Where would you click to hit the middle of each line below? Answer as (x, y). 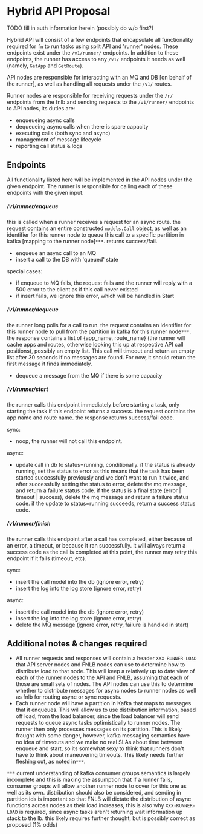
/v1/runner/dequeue (33, 310)
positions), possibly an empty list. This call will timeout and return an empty (101, 351)
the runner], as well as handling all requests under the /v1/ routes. (89, 84)
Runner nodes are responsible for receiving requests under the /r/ (90, 95)
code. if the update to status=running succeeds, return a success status (105, 503)
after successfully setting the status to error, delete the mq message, (101, 484)
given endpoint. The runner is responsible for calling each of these (90, 186)
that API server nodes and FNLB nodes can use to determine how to (100, 665)
